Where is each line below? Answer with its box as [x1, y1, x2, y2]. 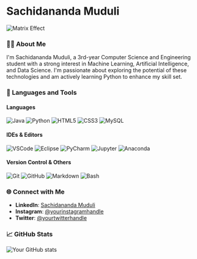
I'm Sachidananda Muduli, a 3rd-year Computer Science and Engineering [6, 54, 191, 61]
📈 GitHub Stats [6, 230, 53, 238]
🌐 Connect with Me [6, 188, 65, 196]
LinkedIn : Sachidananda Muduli [15, 202, 96, 209]
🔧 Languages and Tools [6, 89, 77, 97]
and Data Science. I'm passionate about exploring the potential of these [6, 67, 187, 74]
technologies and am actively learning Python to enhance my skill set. [6, 73, 182, 81]
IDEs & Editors [6, 131, 43, 138]
